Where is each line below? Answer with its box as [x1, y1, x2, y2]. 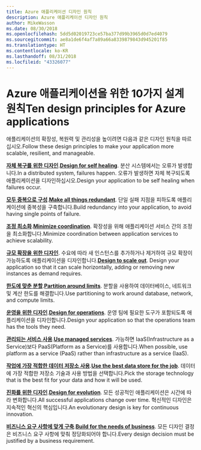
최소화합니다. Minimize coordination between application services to [12, 230, 178, 238]
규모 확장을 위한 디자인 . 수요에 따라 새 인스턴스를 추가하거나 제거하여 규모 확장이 [6, 250, 193, 257]
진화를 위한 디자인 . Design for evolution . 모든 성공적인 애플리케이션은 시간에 [6, 389, 185, 396]
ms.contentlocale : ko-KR [6, 48, 68, 54]
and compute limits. [6, 296, 55, 304]
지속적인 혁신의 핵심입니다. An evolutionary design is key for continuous [6, 404, 179, 411]
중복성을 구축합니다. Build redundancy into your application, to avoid [26, 203, 192, 211]
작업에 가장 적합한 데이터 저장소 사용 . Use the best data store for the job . [6, 362, 180, 370]
